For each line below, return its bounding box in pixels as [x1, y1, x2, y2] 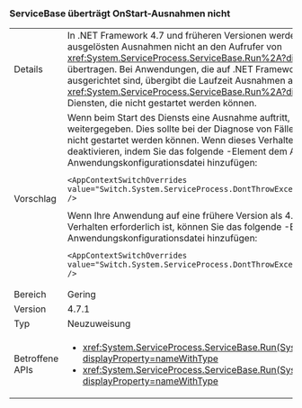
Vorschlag [13, 193, 57, 205]
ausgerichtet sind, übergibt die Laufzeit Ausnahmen [67, 75, 286, 87]
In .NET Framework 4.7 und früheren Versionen [67, 30, 267, 42]
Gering [67, 288, 96, 301]
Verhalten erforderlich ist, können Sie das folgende [67, 221, 282, 233]
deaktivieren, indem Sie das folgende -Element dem [67, 145, 288, 158]
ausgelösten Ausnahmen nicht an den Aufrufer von [67, 41, 283, 53]
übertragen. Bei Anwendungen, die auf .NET [67, 63, 253, 76]
